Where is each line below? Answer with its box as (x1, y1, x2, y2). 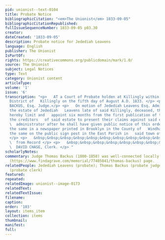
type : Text (5, 71, 27, 76)
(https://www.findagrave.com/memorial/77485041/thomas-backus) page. (9, 158, 155, 163)
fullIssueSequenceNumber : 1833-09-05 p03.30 (5, 26, 98, 31)
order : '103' (5, 204, 32, 209)
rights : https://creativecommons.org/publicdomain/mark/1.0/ (5, 58, 133, 63)
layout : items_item (5, 209, 45, 214)
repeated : (5, 177, 26, 182)
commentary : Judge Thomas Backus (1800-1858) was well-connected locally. (5, 154, 162, 159)
